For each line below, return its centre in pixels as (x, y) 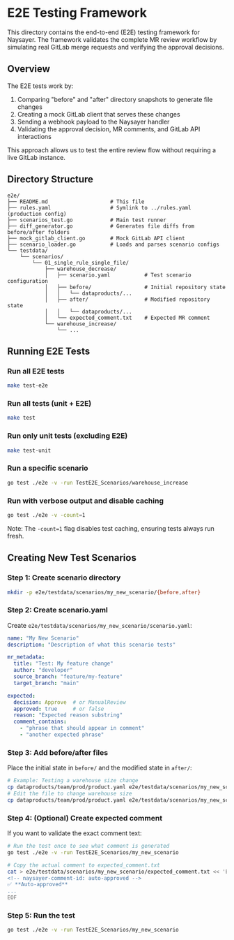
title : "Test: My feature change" (63, 664)
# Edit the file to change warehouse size (70, 793)
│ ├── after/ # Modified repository (127, 299)
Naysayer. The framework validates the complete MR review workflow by (112, 39)
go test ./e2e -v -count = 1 (46, 515)
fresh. (16, 536)
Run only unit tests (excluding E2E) (68, 436)
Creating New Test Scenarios (72, 558)
